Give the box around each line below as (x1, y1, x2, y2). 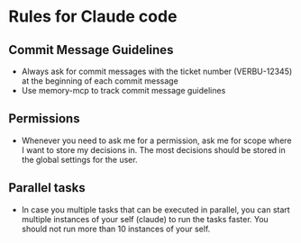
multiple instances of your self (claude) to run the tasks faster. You (21, 213, 269, 224)
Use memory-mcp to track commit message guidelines (21, 85, 226, 95)
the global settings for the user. (21, 154, 138, 165)
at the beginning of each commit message (21, 76, 179, 86)
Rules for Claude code (8, 6, 178, 27)
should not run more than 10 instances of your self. (21, 223, 211, 234)
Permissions (8, 111, 80, 127)
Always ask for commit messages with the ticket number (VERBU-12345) (21, 66, 293, 76)
